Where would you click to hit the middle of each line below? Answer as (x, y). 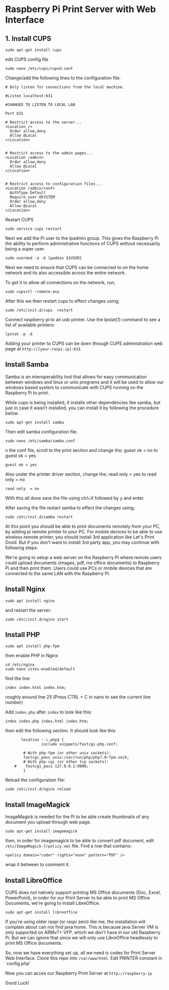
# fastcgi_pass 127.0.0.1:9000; (52, 766)
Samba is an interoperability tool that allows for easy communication (76, 377)
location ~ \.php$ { (43, 740)
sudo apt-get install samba (35, 422)
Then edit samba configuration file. (41, 431)
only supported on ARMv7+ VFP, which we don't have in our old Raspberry (83, 932)
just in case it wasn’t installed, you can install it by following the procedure (82, 408)
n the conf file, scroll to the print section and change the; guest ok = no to (82, 450)
